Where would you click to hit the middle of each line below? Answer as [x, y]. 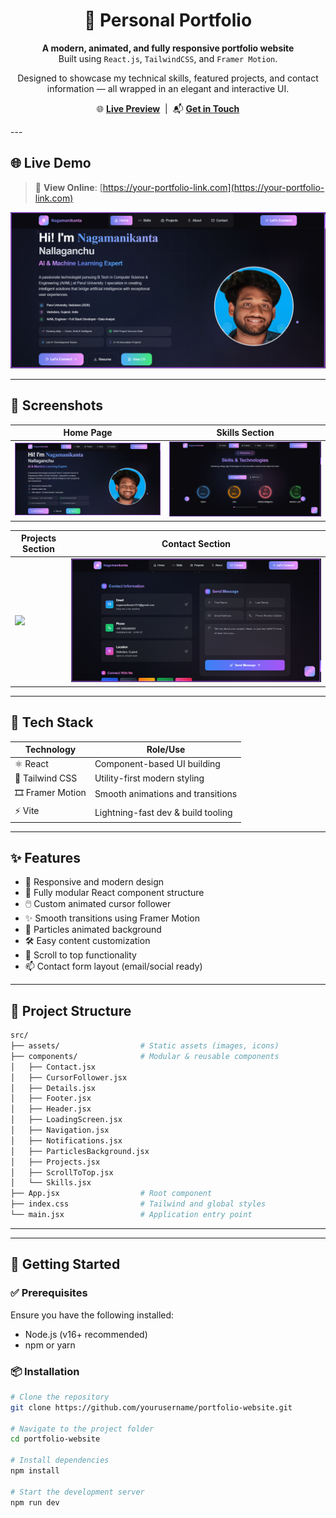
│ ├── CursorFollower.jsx [69, 1077]
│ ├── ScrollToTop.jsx [62, 1172]
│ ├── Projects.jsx [55, 1162]
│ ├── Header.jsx [51, 1109]
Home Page [88, 433]
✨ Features [45, 858]
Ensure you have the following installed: [92, 1315]
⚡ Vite [27, 811]
